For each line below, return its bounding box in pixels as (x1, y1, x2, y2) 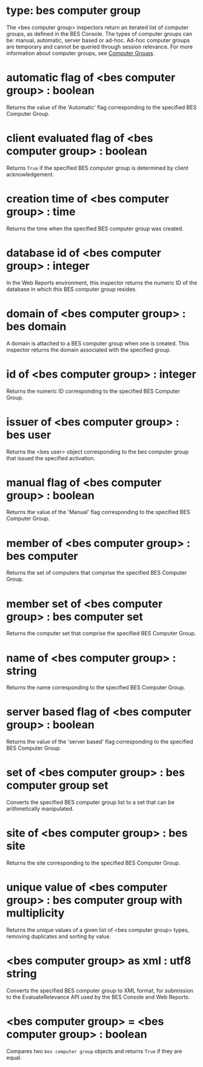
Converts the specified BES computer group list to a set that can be (6, 798, 175, 806)
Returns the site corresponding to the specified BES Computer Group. (6, 859, 181, 867)
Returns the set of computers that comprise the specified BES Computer (6, 569, 187, 577)
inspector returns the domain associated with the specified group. (6, 346, 171, 353)
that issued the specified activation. (6, 454, 96, 461)
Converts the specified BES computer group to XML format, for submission (6, 986, 194, 994)
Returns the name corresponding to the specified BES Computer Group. (6, 684, 186, 691)
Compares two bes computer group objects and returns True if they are (6, 1047, 182, 1055)
